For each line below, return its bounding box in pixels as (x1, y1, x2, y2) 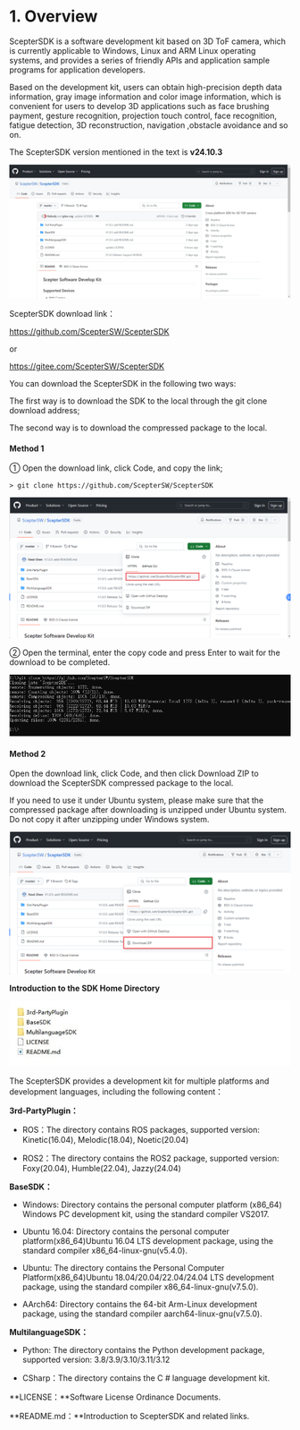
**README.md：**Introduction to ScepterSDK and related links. (9, 1410, 250, 1421)
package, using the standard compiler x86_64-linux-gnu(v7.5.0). (21, 1281, 259, 1292)
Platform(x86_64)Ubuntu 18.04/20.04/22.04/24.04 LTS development (21, 1272, 275, 1282)
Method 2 (9, 748, 46, 759)
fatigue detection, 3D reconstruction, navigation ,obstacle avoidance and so (9, 119, 288, 131)
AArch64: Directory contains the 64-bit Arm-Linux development (21, 1298, 258, 1309)
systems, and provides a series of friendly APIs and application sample (9, 55, 271, 65)
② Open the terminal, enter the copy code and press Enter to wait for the (9, 647, 281, 658)
